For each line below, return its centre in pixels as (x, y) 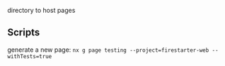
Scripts (24, 32)
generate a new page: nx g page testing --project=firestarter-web (108, 50)
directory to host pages (41, 10)
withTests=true (30, 56)
